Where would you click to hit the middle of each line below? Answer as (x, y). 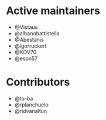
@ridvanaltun (31, 111)
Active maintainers (53, 11)
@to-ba (24, 98)
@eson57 (26, 58)
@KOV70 (25, 52)
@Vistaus (26, 27)
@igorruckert (30, 46)
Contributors (38, 82)
